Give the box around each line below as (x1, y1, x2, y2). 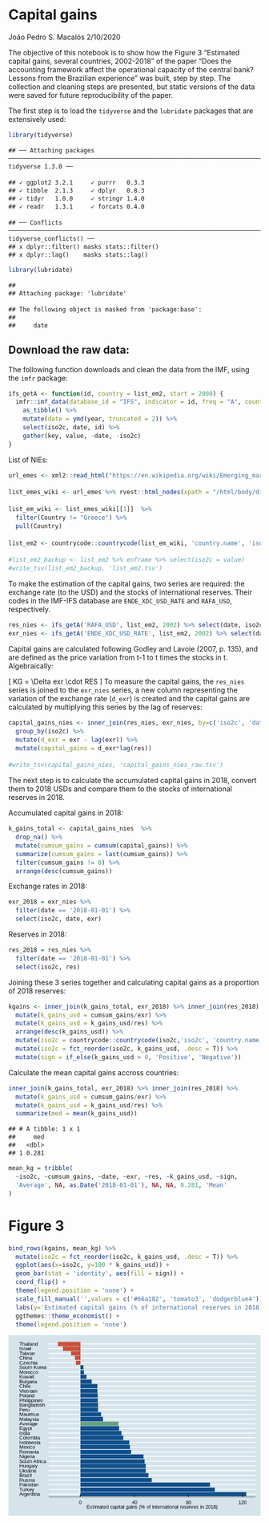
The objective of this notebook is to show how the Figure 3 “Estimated (8, 47, 240, 57)
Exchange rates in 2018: (8, 881, 88, 891)
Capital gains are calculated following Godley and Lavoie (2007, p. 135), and (8, 644, 259, 653)
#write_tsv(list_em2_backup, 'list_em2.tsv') (8, 564, 163, 573)
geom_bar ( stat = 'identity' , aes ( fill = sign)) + (15, 1269, 184, 1277)
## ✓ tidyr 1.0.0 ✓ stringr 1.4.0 (8, 194, 146, 202)
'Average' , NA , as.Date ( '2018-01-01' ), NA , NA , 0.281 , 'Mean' (15, 1181, 227, 1189)
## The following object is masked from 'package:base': (8, 305, 203, 314)
